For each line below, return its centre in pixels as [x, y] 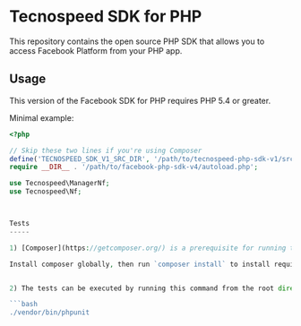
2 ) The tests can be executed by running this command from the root [142, 288]
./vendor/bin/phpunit [50, 313]
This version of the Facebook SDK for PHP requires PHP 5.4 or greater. [140, 100]
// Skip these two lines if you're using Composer [106, 150]
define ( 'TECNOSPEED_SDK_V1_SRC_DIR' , [80, 159]
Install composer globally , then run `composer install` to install [140, 264]
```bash [24, 305]
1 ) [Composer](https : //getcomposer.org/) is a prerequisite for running [148, 248]
